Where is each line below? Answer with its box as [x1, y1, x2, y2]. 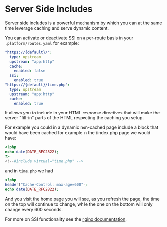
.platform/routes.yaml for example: [5, 40, 79, 46]
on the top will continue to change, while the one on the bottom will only [5, 201, 153, 207]
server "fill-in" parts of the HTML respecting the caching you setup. [5, 115, 144, 121]
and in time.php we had [5, 168, 53, 174]
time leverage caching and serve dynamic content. [5, 25, 109, 31]
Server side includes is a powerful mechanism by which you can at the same [5, 20, 162, 26]
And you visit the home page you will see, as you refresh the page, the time [5, 196, 160, 202]
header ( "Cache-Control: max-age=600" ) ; [5, 182, 88, 187]
